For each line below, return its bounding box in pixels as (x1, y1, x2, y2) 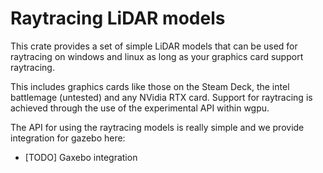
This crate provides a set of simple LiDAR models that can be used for (10, 40, 298, 52)
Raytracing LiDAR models (10, 7, 226, 30)
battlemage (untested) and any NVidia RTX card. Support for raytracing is (10, 91, 313, 103)
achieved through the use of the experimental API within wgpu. (10, 102, 270, 114)
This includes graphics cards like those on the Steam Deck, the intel (10, 80, 290, 92)
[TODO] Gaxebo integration (24, 151, 138, 163)
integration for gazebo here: (10, 132, 126, 144)
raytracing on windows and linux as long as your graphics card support (10, 50, 304, 62)
